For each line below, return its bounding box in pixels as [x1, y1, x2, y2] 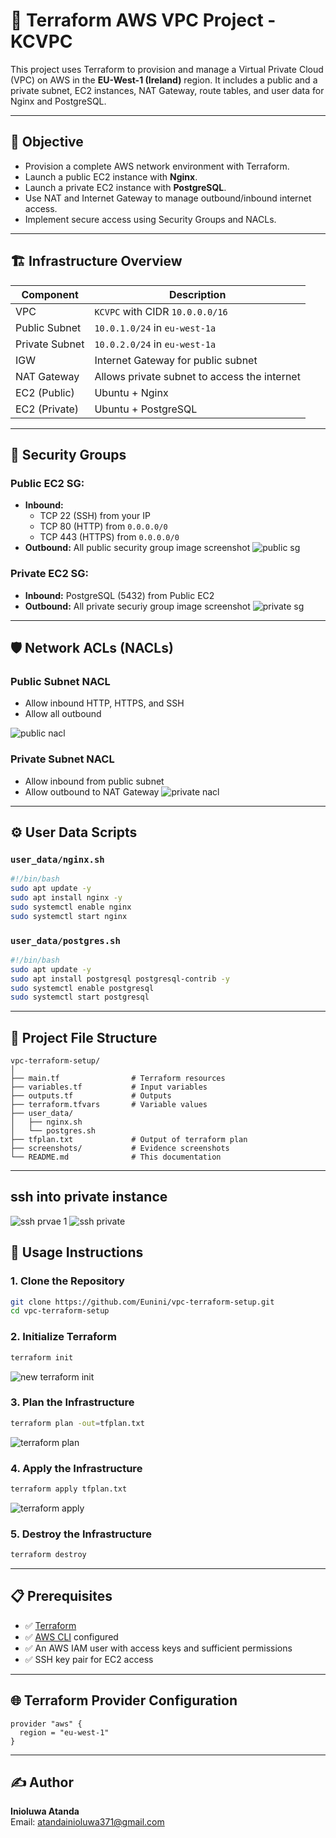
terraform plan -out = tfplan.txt [10, 1418, 145, 1428]
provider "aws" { [10, 1719, 83, 1729]
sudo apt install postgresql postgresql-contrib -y [10, 974, 230, 984]
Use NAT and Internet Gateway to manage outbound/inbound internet [24, 192, 312, 204]
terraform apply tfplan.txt [10, 1484, 128, 1494]
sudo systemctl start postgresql [10, 992, 150, 1003]
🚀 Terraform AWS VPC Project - [10, 9, 277, 32]
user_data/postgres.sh [10, 935, 121, 946]
